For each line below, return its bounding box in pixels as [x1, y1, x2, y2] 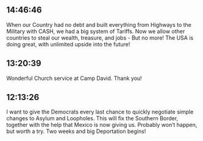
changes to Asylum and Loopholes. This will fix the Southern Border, [6, 115, 179, 122]
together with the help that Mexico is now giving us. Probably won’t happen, [6, 121, 198, 129]
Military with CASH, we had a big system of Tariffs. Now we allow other [6, 27, 185, 35]
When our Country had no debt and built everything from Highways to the [6, 21, 192, 28]
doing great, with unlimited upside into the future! [6, 40, 130, 48]
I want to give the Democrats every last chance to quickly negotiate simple [6, 108, 194, 115]
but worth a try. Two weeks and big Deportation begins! [6, 128, 146, 135]
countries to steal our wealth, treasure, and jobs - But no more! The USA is [6, 34, 194, 42]
